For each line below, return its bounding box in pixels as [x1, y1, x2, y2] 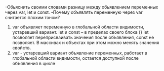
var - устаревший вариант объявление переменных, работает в [12, 50, 147, 56]
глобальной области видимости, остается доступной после [12, 55, 139, 61]
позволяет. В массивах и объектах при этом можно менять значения [12, 40, 160, 46]
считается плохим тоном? [5, 15, 60, 20]
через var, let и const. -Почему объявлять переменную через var [5, 9, 143, 15]
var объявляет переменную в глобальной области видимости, [12, 24, 145, 30]
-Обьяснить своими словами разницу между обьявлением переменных [5, 4, 159, 10]
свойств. [12, 45, 31, 50]
